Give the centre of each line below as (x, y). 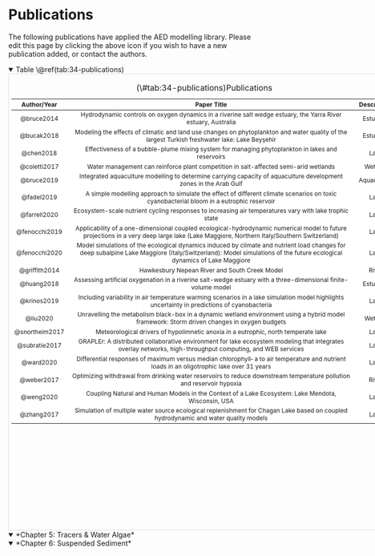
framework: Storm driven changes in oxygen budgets (211, 322)
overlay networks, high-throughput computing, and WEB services (211, 349)
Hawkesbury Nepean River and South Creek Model (211, 270)
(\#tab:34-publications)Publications (204, 87)
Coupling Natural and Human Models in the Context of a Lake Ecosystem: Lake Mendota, (211, 393)
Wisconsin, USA (211, 401)
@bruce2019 (39, 180)
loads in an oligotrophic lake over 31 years (211, 366)
